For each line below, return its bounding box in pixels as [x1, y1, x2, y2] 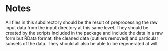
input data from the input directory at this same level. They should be [5, 24, 149, 30]
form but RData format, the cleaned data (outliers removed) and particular [5, 35, 159, 41]
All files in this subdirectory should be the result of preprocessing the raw [5, 19, 158, 25]
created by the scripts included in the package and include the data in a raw [5, 30, 163, 36]
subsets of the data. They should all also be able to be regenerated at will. [5, 40, 159, 46]
